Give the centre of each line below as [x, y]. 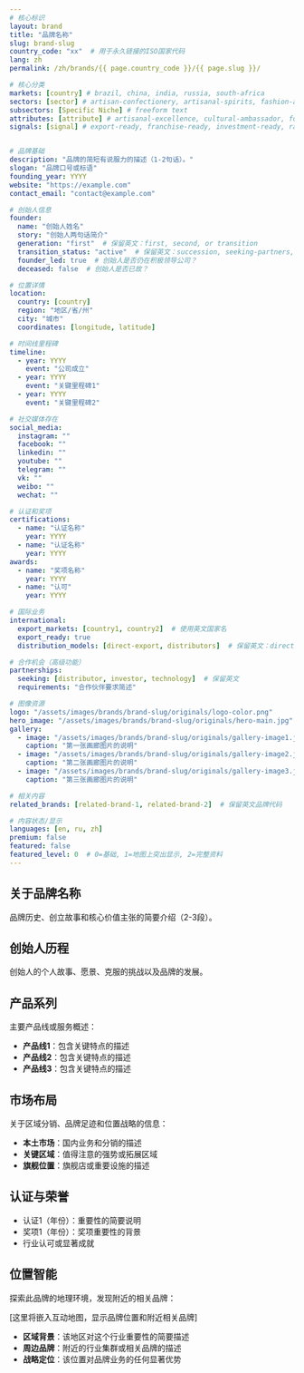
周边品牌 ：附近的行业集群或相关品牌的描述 [102, 1348]
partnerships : [36, 671]
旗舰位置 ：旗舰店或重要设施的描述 [86, 1165]
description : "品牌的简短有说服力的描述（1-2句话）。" [102, 160]
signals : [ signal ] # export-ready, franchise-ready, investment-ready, [147, 127]
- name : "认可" [45, 587]
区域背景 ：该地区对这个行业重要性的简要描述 [106, 1336]
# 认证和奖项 [30, 511]
